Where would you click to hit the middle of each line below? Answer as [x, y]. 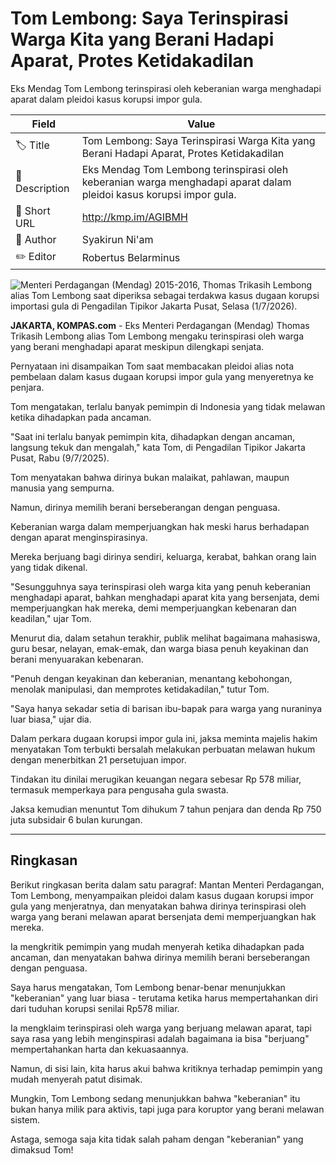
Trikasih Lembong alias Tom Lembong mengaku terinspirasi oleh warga [157, 336]
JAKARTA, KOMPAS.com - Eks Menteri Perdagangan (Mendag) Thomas [160, 325]
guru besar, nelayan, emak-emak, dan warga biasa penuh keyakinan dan [159, 648]
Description [42, 188]
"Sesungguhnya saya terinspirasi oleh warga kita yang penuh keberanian [161, 586]
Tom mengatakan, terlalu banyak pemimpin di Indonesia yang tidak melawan [168, 406]
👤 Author [36, 239]
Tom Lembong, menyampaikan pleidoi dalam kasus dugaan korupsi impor [162, 895]
